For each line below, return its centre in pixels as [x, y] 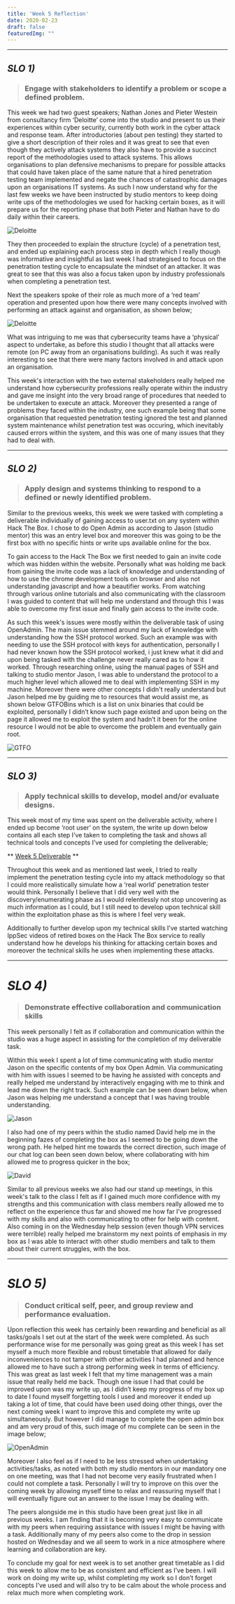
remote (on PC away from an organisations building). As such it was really [114, 352]
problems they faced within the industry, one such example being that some [116, 410]
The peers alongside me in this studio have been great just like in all [105, 1512]
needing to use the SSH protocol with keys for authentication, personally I [113, 644]
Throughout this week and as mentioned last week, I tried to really [102, 870]
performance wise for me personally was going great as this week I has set [115, 1344]
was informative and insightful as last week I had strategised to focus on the [117, 259]
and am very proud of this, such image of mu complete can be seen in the [114, 1426]
